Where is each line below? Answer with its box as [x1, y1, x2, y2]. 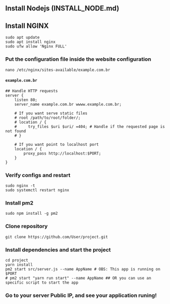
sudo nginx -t [5, 183, 36, 188]
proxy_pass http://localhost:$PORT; [23, 150, 101, 156]
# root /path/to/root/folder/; [14, 115, 81, 120]
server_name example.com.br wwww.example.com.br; [14, 102, 122, 107]
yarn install [5, 262, 33, 267]
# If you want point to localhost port [14, 142, 99, 147]
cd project [5, 258, 29, 263]
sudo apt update [5, 35, 40, 40]
